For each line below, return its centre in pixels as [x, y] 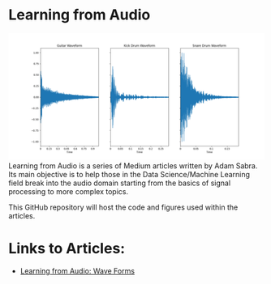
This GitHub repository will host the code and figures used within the [123, 207]
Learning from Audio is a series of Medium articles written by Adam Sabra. [133, 165]
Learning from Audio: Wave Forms [77, 271]
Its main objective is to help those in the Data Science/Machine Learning [129, 174]
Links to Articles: [67, 249]
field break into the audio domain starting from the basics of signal [120, 183]
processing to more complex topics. [68, 191]
